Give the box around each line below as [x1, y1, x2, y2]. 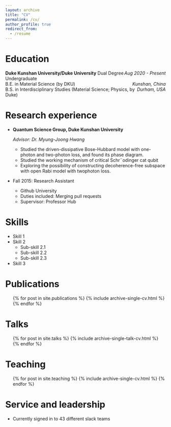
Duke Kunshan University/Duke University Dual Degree [5, 70, 124, 76]
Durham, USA [136, 86, 166, 92]
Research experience [5, 110, 97, 121]
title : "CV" [5, 12, 31, 17]
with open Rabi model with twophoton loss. [20, 168, 111, 174]
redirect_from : [5, 27, 38, 32]
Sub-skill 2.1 [20, 244, 46, 250]
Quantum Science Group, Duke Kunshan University [12, 126, 124, 133]
